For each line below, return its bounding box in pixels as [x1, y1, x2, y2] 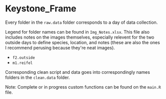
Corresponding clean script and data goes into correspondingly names [5, 69, 150, 75]
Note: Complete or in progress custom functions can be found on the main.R [5, 84, 161, 90]
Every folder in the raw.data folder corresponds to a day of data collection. [5, 19, 158, 25]
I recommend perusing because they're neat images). [5, 45, 115, 50]
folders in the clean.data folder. [5, 74, 70, 80]
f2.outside [12, 55, 35, 60]
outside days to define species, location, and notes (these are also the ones [5, 39, 160, 45]
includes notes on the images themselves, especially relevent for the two [5, 34, 155, 40]
